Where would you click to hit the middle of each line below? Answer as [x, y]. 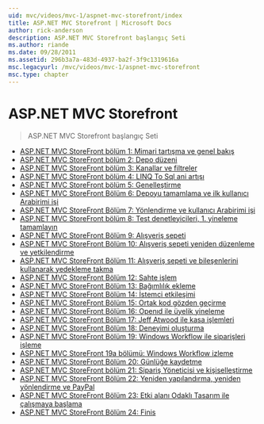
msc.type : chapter [38, 74]
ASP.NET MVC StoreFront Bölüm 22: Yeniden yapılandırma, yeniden [130, 378]
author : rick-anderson [46, 30]
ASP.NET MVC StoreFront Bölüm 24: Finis [88, 412]
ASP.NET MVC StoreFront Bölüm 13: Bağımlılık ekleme [107, 285]
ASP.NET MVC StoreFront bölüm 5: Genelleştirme [100, 185]
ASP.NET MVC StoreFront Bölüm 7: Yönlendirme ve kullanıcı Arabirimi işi [138, 210]
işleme [31, 345]
